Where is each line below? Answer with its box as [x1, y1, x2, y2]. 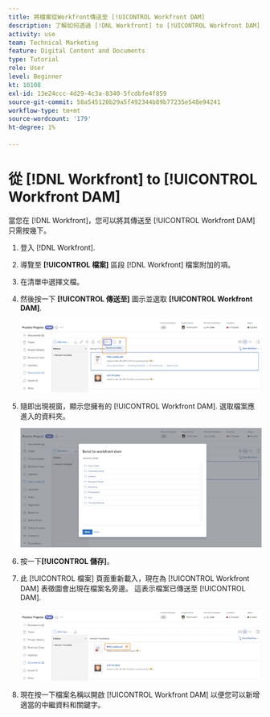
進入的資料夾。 [19, 411, 70, 421]
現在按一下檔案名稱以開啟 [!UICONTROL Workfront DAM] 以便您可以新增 [19, 690, 260, 699]
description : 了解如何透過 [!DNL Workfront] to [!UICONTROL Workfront [8, 21, 243, 30]
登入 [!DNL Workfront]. [19, 242, 96, 252]
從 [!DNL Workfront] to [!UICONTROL [8, 170, 258, 189]
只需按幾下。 [8, 226, 51, 235]
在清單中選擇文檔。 [19, 276, 84, 286]
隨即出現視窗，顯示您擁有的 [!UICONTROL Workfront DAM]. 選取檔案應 [19, 401, 256, 411]
